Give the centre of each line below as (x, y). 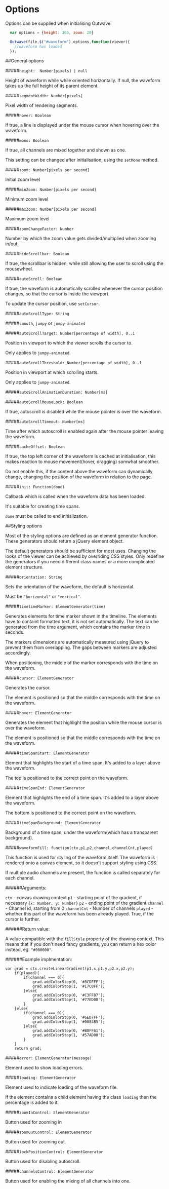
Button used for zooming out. (36, 1142)
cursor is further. (23, 919)
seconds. (15, 632)
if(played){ (27, 973)
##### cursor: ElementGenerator (40, 678)
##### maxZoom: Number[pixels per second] (51, 209)
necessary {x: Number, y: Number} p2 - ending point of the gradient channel (85, 903)
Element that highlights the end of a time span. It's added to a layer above (82, 798)
